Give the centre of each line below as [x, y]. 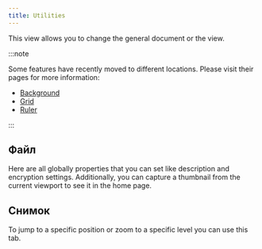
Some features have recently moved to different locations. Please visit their [131, 69]
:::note [19, 53]
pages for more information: [54, 77]
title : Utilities [37, 15]
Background [40, 93]
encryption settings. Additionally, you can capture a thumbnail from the [124, 177]
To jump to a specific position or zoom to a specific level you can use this [128, 230]
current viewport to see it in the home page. [80, 186]
